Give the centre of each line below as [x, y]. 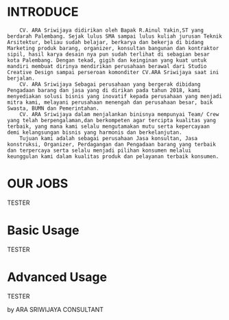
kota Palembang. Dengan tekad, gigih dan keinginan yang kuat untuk [107, 60]
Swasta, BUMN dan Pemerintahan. [53, 108]
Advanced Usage [57, 277]
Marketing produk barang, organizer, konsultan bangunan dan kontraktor [113, 48]
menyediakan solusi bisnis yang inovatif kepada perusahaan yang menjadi [115, 96]
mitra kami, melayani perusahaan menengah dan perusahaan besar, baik [110, 102]
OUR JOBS [38, 184]
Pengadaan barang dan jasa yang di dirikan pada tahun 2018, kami [104, 90]
